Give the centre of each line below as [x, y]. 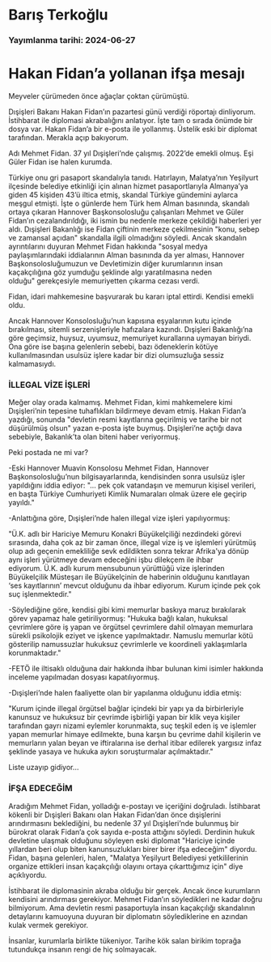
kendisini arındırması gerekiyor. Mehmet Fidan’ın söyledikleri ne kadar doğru [135, 899]
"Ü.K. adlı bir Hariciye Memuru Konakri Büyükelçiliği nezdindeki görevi [125, 534]
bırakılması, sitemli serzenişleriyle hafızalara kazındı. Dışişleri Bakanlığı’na [131, 330]
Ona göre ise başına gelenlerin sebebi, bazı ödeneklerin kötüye [113, 347]
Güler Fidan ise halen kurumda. [60, 162]
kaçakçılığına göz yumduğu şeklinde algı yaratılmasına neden [110, 272]
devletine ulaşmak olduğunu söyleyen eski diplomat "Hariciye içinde [122, 841]
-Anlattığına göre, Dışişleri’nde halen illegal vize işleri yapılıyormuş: [119, 518]
